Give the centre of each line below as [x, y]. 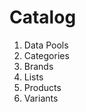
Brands [38, 66]
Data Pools [46, 45]
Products [42, 87]
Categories [46, 55]
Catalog [43, 17]
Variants [41, 98]
